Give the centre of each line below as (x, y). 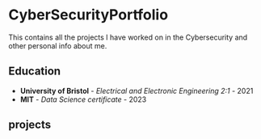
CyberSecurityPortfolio (88, 15)
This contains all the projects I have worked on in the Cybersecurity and (128, 37)
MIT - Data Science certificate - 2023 (83, 99)
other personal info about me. (58, 45)
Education (35, 72)
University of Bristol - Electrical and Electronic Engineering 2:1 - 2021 (137, 91)
